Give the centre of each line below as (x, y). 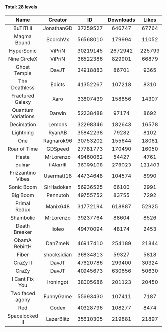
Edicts (58, 85)
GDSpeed (58, 149)
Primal (23, 203)
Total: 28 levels (21, 7)
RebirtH (23, 247)
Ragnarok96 (57, 141)
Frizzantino (23, 173)
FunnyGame (58, 297)
